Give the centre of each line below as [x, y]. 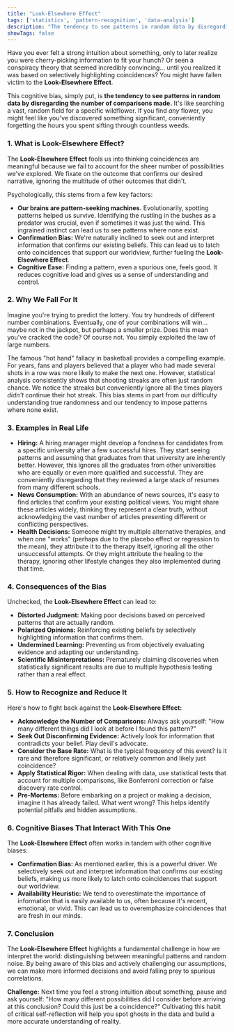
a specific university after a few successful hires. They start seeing [114, 450]
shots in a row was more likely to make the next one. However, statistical [111, 372]
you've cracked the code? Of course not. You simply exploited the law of [111, 337]
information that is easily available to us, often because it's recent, [112, 901]
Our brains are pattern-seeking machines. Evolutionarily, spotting [113, 208]
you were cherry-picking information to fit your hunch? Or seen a [100, 61]
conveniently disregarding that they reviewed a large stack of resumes [118, 480]
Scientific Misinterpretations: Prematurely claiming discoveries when [118, 660]
